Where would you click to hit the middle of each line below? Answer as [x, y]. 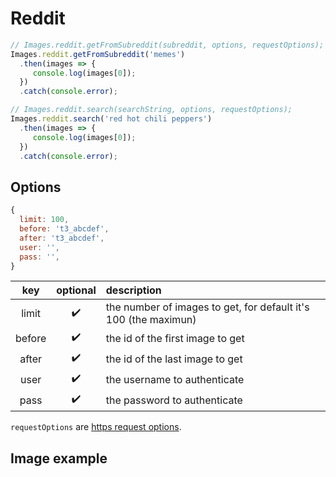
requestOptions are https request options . [96, 427]
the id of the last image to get [174, 359]
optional [76, 290]
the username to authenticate [175, 379]
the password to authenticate [174, 400]
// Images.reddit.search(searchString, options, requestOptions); [151, 110]
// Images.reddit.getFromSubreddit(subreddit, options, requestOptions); [167, 45]
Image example [59, 458]
